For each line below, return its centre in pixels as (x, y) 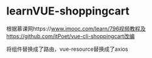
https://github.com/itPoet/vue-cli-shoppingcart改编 (71, 36)
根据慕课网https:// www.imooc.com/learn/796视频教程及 (76, 28)
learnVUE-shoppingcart (68, 11)
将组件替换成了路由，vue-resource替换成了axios (67, 49)
